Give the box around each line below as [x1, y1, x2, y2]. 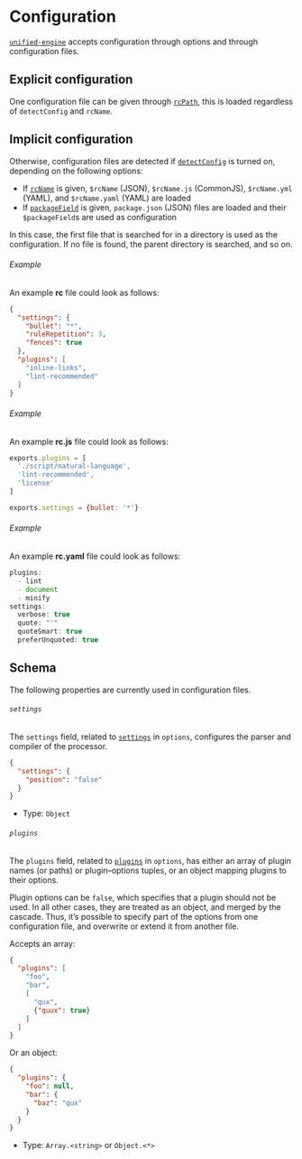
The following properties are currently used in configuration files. [9, 684, 252, 695]
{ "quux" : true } [32, 1006, 91, 1015]
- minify [17, 593, 50, 602]
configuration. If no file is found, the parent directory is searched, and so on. [9, 238, 293, 249]
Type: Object [22, 808, 70, 819]
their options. [9, 874, 59, 885]
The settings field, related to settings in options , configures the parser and [9, 731, 291, 742]
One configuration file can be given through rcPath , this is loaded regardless [9, 96, 293, 107]
